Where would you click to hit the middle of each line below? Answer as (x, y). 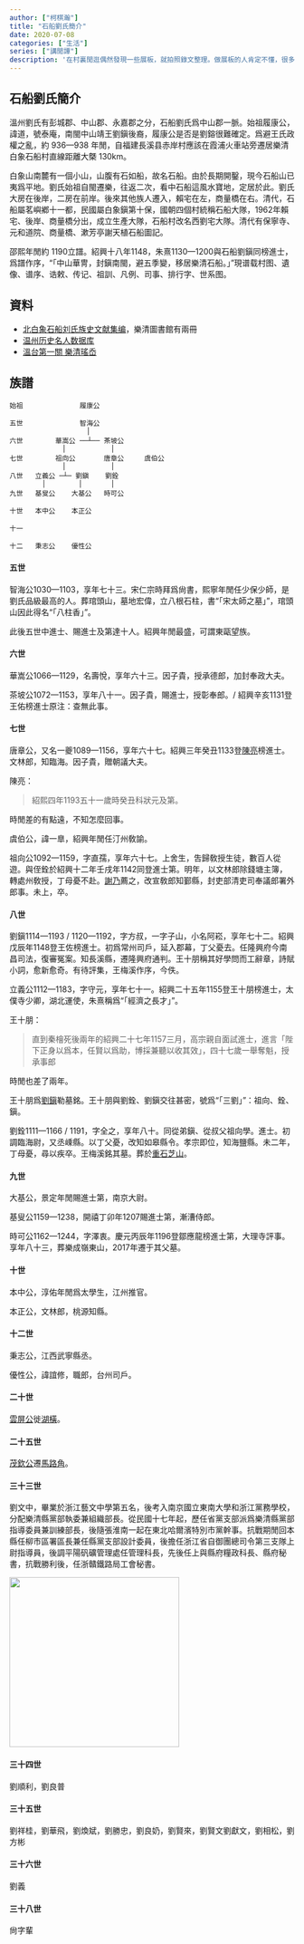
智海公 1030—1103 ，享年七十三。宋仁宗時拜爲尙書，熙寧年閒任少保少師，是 (149, 589)
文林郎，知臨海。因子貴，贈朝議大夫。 (81, 762)
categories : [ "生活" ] (49, 43)
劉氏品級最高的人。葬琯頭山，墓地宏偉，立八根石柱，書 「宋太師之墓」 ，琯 (148, 601)
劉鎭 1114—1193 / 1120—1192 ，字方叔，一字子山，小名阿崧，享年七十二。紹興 (152, 936)
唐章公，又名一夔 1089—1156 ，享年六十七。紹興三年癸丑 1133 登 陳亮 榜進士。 (149, 751)
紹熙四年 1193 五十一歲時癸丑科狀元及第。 (107, 800)
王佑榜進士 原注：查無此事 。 (61, 706)
